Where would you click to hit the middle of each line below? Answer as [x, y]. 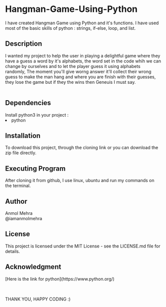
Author [16, 201]
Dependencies [28, 103]
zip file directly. [21, 153]
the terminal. [18, 186]
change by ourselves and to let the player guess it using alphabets [73, 66]
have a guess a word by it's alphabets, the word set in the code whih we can [83, 61]
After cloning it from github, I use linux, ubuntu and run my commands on [80, 181]
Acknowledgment [33, 267]
